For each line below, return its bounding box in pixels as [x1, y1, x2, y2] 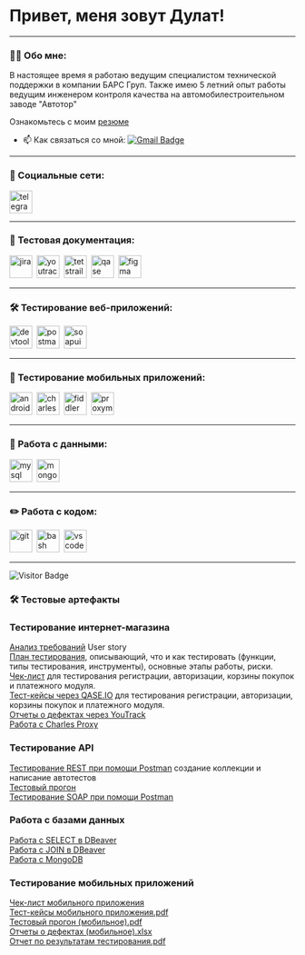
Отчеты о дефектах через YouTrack [9, 710, 146, 721]
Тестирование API [9, 741, 94, 754]
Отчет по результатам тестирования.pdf [9, 936, 166, 947]
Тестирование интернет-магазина [9, 621, 171, 633]
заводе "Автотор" [9, 99, 77, 110]
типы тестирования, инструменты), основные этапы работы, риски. [9, 661, 273, 672]
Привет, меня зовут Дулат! [9, 5, 225, 26]
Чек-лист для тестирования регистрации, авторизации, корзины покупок [9, 671, 295, 681]
